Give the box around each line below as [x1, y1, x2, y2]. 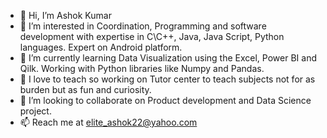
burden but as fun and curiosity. [19, 84, 152, 95]
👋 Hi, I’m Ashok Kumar [19, 10, 112, 21]
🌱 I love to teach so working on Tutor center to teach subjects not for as [19, 73, 316, 85]
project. [19, 105, 52, 117]
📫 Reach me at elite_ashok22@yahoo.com [19, 116, 198, 128]
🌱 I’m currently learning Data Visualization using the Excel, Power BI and [19, 52, 317, 64]
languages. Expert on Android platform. [19, 41, 183, 53]
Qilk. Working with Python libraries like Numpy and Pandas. [19, 63, 265, 74]
